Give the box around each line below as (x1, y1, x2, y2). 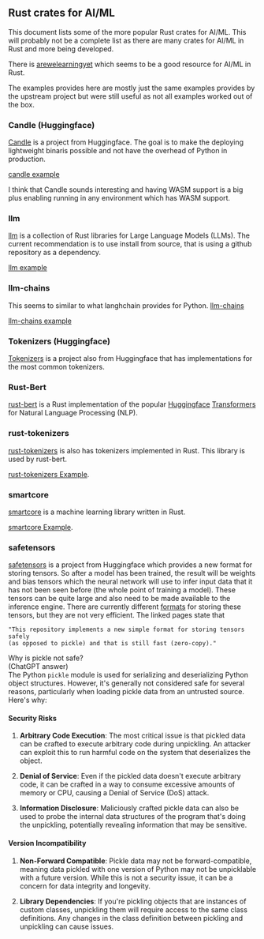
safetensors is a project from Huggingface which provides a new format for (8, 560, 253, 569)
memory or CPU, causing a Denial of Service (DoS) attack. (19, 788, 210, 798)
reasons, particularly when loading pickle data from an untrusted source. (8, 687, 244, 697)
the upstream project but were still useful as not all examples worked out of (8, 91, 253, 101)
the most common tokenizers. (8, 362, 105, 371)
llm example (8, 263, 47, 272)
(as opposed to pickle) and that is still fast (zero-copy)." (8, 640, 217, 648)
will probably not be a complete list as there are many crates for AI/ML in (8, 36, 244, 45)
